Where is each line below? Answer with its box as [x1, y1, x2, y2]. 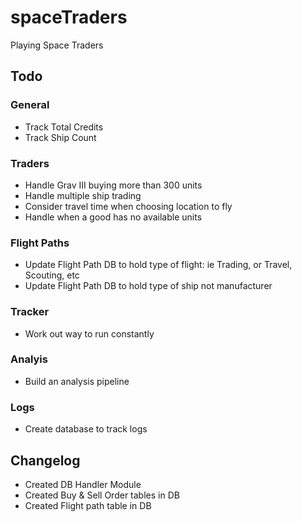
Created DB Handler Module [24, 478, 142, 490]
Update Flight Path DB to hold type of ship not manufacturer [24, 280, 273, 292]
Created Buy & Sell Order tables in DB [24, 489, 180, 501]
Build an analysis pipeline [24, 375, 130, 387]
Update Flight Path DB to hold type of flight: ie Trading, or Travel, [24, 259, 293, 271]
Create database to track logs [24, 423, 148, 435]
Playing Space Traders [10, 39, 104, 51]
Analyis [10, 352, 48, 366]
